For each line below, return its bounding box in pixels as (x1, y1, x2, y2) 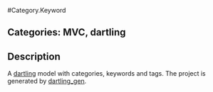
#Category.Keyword (7, 6, 66, 14)
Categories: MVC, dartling (7, 26, 126, 38)
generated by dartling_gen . (7, 77, 87, 86)
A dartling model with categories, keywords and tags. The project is (7, 69, 206, 78)
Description (7, 50, 61, 62)
